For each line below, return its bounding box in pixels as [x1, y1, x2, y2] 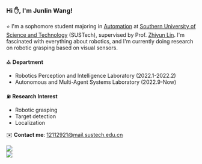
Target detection [14, 113, 56, 120]
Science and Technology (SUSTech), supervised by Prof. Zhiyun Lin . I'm [6, 31, 185, 39]
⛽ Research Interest [6, 93, 58, 100]
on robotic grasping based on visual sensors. [6, 44, 118, 51]
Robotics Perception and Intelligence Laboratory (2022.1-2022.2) [14, 72, 176, 80]
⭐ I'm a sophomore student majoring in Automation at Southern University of [6, 23, 196, 30]
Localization [14, 119, 46, 127]
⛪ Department [6, 58, 44, 66]
